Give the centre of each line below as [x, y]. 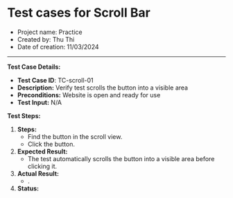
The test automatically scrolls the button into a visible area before [121, 158]
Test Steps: [24, 115]
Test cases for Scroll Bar [79, 13]
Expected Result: [42, 151]
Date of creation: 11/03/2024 [58, 47]
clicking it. [42, 166]
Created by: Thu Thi [46, 39]
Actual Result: [38, 173]
